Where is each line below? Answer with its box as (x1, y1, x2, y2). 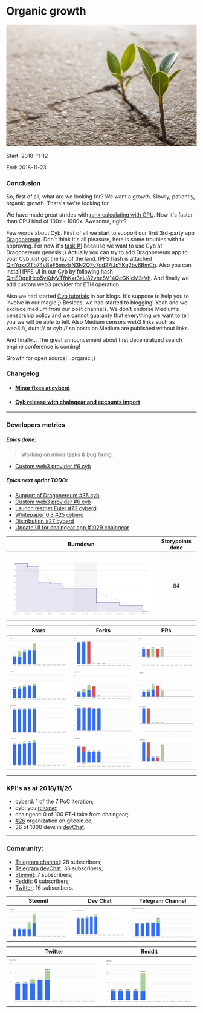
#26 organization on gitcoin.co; (14, 817, 94, 824)
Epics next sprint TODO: (6, 476, 68, 484)
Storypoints (161, 537, 192, 545)
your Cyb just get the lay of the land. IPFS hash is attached (6, 255, 152, 262)
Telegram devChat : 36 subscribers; (14, 864, 103, 872)
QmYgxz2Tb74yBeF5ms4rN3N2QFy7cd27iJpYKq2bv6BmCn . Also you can (6, 261, 192, 269)
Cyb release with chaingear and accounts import (14, 398, 141, 405)
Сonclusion (6, 179, 41, 188)
